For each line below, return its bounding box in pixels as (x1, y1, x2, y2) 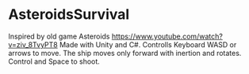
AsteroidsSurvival (8, 6, 130, 24)
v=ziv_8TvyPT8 (8, 39, 58, 49)
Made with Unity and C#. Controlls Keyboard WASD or (59, 39, 237, 49)
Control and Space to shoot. (8, 57, 101, 66)
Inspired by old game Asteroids (8, 31, 110, 41)
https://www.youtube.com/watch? (111, 31, 224, 41)
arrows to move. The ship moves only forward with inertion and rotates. (8, 48, 242, 57)
